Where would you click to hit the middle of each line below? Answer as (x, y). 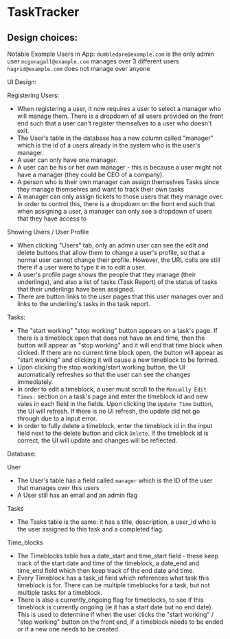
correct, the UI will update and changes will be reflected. (97, 440)
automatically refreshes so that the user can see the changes (104, 374)
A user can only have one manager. (67, 160)
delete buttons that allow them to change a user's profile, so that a (111, 253)
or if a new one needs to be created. (68, 629)
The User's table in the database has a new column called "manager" (115, 138)
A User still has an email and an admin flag (77, 495)
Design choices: (43, 38)
